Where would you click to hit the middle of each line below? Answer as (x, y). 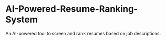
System (22, 20)
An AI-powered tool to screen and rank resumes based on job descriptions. (83, 33)
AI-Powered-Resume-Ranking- (72, 9)
